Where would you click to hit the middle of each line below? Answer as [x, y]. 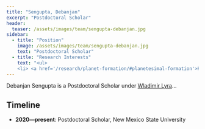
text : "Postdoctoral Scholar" [56, 52]
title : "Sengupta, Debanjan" [43, 12]
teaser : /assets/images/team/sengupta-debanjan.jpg [79, 29]
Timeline [23, 105]
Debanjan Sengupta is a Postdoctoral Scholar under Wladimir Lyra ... [92, 86]
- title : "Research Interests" [52, 57]
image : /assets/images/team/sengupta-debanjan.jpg [83, 46]
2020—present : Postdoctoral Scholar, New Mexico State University [100, 120]
